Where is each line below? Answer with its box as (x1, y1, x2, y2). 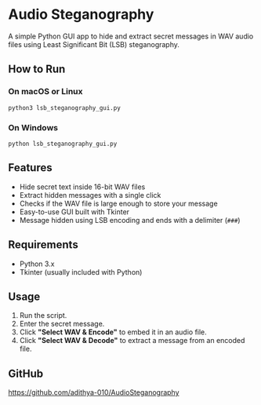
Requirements (8, 238, 78, 252)
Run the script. (19, 311, 67, 320)
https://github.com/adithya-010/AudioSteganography (8, 388, 179, 397)
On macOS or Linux (8, 86, 84, 97)
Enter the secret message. (19, 319, 105, 329)
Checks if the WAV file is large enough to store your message (19, 199, 218, 208)
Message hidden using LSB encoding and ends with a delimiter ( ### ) (19, 215, 241, 224)
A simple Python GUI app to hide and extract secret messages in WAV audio (8, 31, 254, 41)
